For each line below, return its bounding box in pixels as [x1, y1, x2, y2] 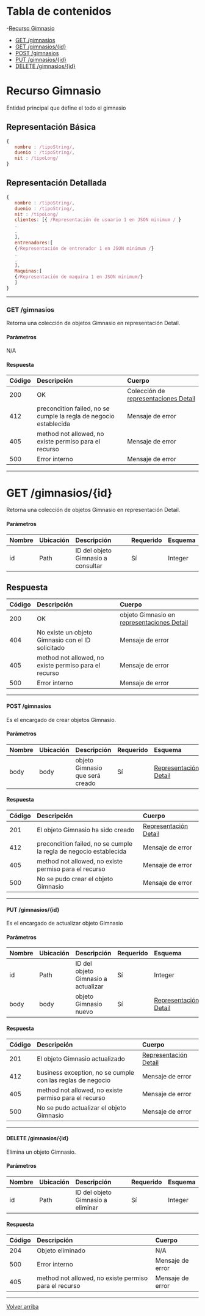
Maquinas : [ [14, 268, 43, 274]
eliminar [75, 1203, 99, 1212]
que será [75, 771, 101, 780]
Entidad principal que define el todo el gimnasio [6, 104, 126, 111]
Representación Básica [6, 122, 96, 132]
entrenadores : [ [14, 239, 53, 246]
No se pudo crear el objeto [37, 874, 113, 883]
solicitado [37, 644, 65, 652]
